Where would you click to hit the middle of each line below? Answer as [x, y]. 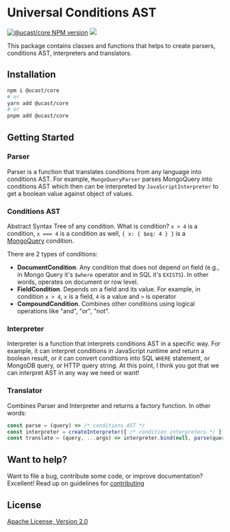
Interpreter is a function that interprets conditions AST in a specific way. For [114, 343]
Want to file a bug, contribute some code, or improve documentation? [105, 476]
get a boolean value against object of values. [70, 193]
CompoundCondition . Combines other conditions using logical [106, 304]
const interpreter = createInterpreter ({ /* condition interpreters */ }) [116, 432]
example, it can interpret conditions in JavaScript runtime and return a [106, 351]
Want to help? [37, 460]
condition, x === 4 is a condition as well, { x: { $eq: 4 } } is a [97, 234]
